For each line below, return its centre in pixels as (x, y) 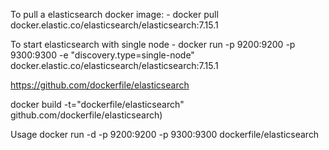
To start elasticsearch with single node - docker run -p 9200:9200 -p (153, 44)
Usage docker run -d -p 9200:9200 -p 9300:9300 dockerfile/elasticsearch (165, 134)
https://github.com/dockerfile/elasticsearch (100, 85)
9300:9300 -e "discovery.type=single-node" (102, 55)
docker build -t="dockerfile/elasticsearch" (97, 104)
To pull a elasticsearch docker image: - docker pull (114, 14)
